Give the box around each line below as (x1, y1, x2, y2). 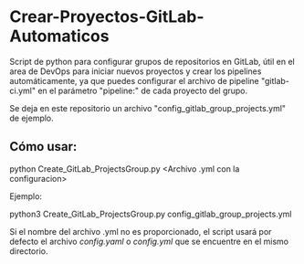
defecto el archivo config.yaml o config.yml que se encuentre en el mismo (9, 236, 289, 247)
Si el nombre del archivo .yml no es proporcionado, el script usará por (9, 226, 272, 237)
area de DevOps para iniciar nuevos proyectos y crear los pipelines (9, 66, 262, 77)
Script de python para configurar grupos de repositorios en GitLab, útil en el (9, 56, 295, 67)
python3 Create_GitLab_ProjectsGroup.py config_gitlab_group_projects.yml (9, 208, 292, 219)
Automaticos (9, 26, 110, 47)
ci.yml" (9, 85, 37, 96)
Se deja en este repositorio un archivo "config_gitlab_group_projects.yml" (9, 102, 286, 113)
